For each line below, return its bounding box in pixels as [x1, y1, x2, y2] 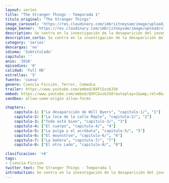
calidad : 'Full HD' [5, 68, 46, 73]
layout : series [5, 7, 37, 13]
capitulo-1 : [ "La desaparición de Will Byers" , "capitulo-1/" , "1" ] [14, 110, 161, 115]
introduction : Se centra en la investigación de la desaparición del [5, 170, 154, 175]
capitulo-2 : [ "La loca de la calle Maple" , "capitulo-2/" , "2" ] [14, 114, 152, 119]
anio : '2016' [5, 59, 33, 64]
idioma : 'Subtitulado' [5, 49, 53, 54]
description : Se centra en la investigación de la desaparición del [5, 31, 152, 36]
